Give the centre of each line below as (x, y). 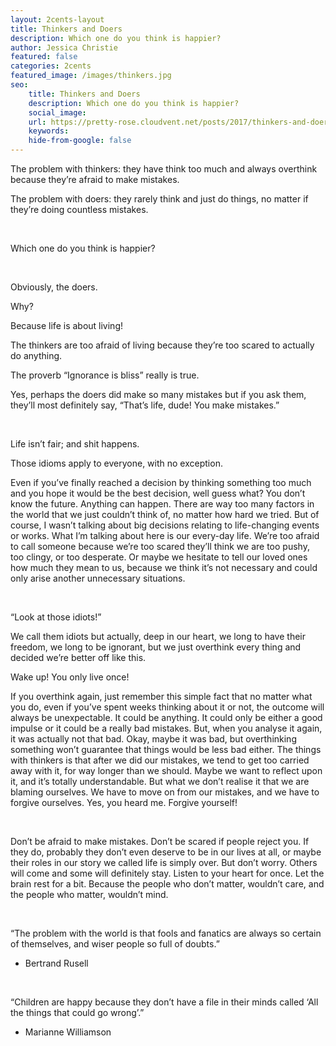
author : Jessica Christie (64, 47)
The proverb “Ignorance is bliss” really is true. (105, 375)
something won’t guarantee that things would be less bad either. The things (166, 749)
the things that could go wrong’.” (77, 1012)
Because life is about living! (67, 325)
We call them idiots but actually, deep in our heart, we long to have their (158, 636)
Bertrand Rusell (56, 963)
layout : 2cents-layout (57, 19)
